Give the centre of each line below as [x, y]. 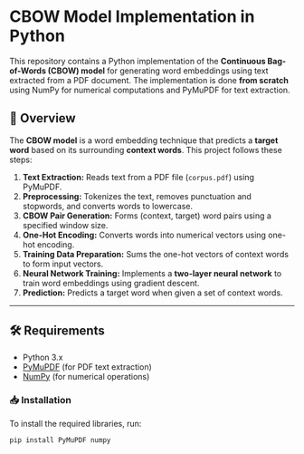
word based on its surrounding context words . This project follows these [146, 150]
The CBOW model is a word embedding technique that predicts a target [144, 140]
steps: [21, 159]
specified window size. [65, 225]
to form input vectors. [63, 264]
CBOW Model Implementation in [132, 17]
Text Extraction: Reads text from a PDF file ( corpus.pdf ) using [138, 177]
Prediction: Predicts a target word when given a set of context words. [152, 293]
